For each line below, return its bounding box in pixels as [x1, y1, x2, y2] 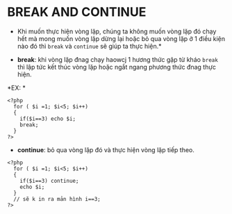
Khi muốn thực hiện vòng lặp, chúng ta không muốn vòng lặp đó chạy [17, 27, 217, 35]
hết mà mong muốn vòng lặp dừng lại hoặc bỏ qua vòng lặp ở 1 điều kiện [17, 34, 226, 42]
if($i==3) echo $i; [19, 115, 76, 122]
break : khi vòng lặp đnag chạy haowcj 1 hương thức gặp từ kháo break [17, 55, 219, 63]
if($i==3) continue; [19, 177, 79, 184]
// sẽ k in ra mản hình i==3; [13, 195, 101, 202]
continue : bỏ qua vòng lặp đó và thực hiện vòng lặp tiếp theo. [17, 145, 194, 154]
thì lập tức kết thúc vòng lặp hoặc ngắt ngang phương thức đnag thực [17, 63, 217, 71]
